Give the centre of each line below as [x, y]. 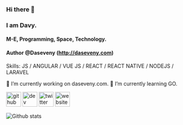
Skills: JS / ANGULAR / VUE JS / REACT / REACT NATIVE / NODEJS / [90, 66]
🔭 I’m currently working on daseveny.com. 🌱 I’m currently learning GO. [92, 83]
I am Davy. [22, 25]
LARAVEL [18, 72]
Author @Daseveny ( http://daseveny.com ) [60, 53]
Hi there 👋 [21, 9]
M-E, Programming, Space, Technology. [56, 39]
